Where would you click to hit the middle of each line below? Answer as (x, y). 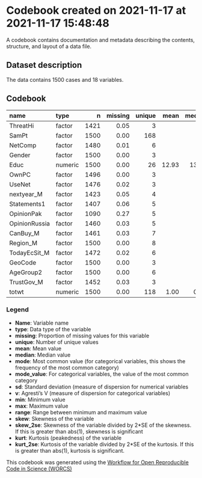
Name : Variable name (42, 323)
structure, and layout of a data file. (49, 46)
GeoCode (23, 262)
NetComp (23, 145)
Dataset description (44, 65)
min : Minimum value (40, 399)
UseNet (20, 184)
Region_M (23, 243)
